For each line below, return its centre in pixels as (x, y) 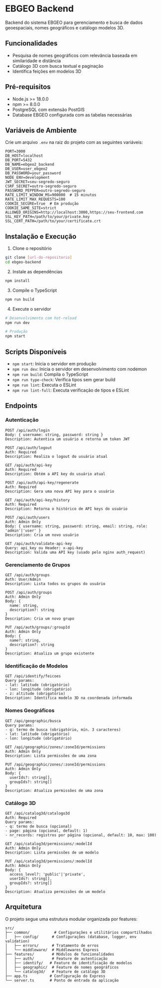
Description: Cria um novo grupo (40, 618)
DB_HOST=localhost (24, 156)
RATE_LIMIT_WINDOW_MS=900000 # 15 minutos (51, 195)
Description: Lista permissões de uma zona (51, 756)
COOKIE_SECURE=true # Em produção (42, 204)
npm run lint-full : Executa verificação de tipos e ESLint (71, 390)
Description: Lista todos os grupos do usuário (55, 584)
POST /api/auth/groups (29, 592)
